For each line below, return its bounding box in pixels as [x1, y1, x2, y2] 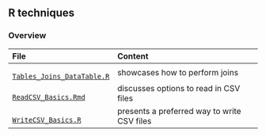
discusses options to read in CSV [117, 82, 241, 93]
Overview [8, 30, 47, 41]
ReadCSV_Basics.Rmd [12, 93, 85, 101]
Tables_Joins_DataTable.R [12, 71, 110, 81]
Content [117, 51, 149, 62]
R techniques [8, 6, 75, 20]
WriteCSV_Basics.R [12, 115, 82, 124]
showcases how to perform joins [117, 67, 239, 78]
